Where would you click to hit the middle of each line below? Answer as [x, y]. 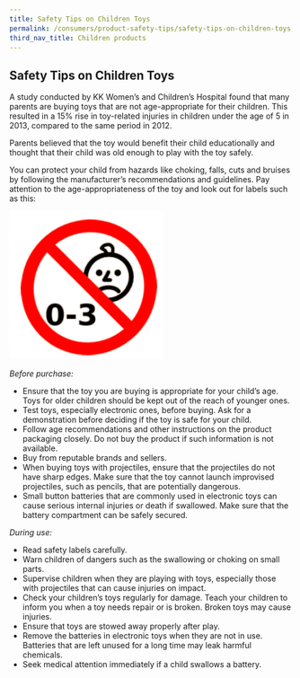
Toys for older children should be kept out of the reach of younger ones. [156, 401]
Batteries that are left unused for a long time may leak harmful [137, 646]
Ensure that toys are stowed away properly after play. [121, 626]
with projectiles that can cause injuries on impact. [114, 588]
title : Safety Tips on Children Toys [80, 19]
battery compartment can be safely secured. [105, 515]
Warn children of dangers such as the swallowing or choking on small [151, 559]
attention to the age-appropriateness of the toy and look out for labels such [149, 189]
